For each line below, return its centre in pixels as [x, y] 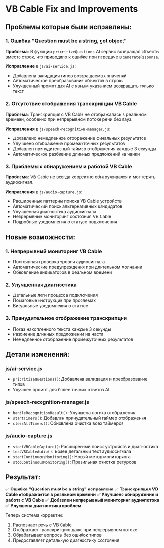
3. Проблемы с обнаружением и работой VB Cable [69, 167]
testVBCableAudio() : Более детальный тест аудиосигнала [72, 451]
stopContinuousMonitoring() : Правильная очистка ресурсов [74, 462]
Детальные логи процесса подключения [55, 295]
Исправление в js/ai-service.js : [41, 66]
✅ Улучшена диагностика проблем [43, 505]
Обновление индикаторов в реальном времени [62, 272]
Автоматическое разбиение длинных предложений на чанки [76, 154]
